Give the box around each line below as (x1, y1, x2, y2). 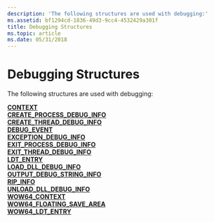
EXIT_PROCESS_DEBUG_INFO (7, 141, 96, 149)
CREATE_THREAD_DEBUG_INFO (7, 118, 102, 127)
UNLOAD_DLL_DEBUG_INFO (7, 185, 91, 193)
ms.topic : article (7, 29, 61, 37)
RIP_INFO (7, 178, 35, 186)
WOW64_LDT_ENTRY (7, 207, 72, 216)
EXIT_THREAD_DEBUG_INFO (7, 148, 92, 156)
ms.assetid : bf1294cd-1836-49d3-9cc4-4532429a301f (7, 17, 159, 24)
